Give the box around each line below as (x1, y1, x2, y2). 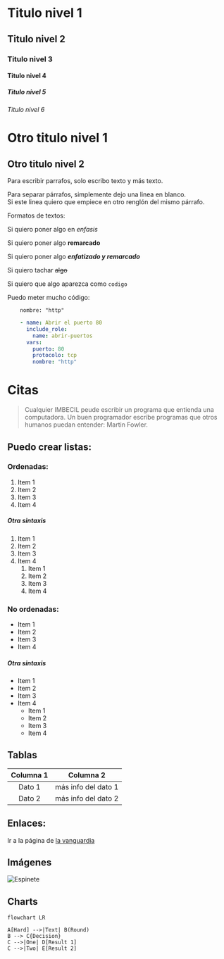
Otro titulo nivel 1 (7, 130, 108, 146)
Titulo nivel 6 (7, 106, 45, 114)
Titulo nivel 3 (7, 54, 53, 64)
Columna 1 (11, 770, 49, 779)
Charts (7, 896, 39, 908)
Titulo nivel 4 (7, 72, 47, 80)
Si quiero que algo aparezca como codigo (7, 280, 128, 288)
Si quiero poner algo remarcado (7, 239, 101, 247)
